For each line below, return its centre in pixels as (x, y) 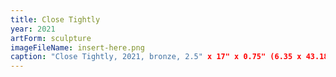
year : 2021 (33, 29)
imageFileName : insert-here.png (77, 47)
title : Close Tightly (55, 19)
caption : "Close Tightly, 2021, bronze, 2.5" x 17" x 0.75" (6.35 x (156, 57)
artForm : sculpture (51, 38)
